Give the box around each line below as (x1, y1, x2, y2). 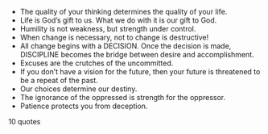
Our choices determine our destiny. (19, 84, 138, 94)
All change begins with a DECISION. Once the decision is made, (19, 41, 232, 51)
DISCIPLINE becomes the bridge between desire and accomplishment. (19, 50, 255, 59)
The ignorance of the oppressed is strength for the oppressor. (19, 93, 226, 102)
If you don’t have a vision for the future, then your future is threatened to (19, 67, 261, 76)
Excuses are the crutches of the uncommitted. (19, 58, 174, 68)
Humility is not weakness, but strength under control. (19, 24, 196, 33)
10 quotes (8, 117, 41, 126)
